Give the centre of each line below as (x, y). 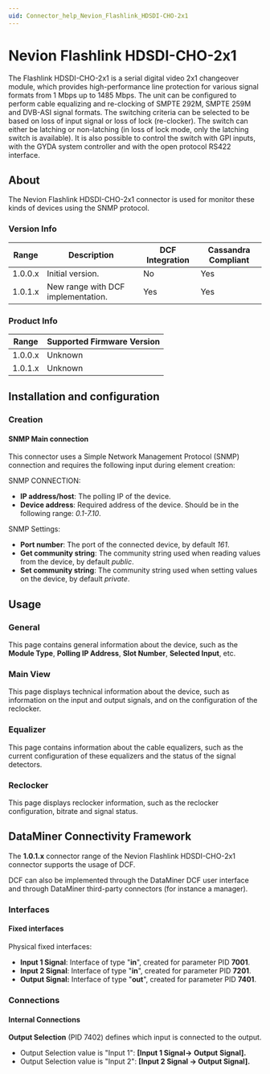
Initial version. (73, 273)
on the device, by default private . (75, 579)
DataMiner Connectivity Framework (100, 837)
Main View (29, 675)
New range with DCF (86, 287)
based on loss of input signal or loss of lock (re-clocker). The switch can (129, 121)
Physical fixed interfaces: (50, 946)
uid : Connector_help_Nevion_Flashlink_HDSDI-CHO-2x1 (98, 16)
